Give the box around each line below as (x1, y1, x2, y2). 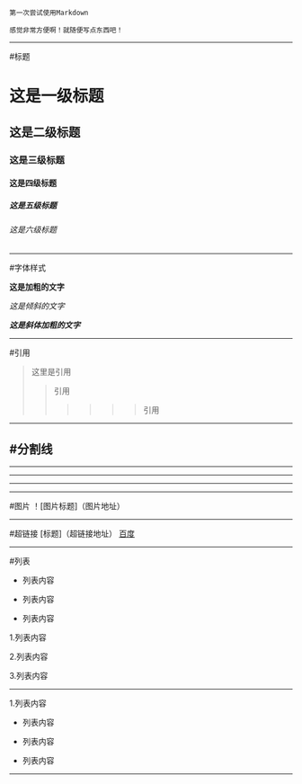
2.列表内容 (9, 651, 49, 663)
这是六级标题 (9, 224, 57, 236)
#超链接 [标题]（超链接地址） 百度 (9, 529, 135, 539)
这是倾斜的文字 (9, 300, 65, 311)
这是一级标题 (9, 86, 105, 106)
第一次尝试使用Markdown (9, 8, 89, 17)
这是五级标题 (9, 200, 57, 210)
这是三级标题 (9, 154, 66, 166)
